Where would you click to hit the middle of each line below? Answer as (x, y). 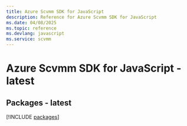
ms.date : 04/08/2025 (32, 22)
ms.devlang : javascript (35, 34)
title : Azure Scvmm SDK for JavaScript (55, 12)
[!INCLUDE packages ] (33, 117)
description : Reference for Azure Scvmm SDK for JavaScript (82, 17)
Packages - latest (39, 103)
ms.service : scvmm (29, 39)
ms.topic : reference (32, 28)
